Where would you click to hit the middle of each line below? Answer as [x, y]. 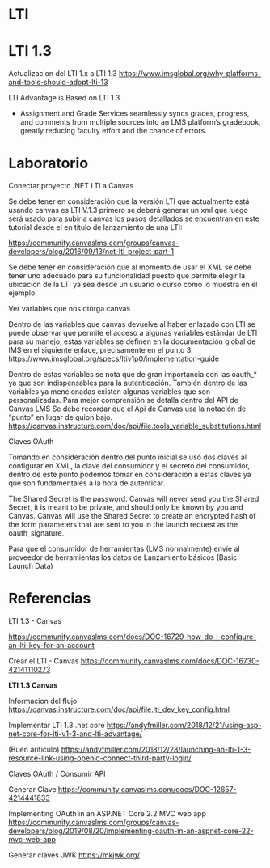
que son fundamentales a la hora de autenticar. [87, 483]
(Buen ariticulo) [34, 749]
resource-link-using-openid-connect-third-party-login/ [100, 758]
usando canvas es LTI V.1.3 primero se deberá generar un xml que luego [128, 210]
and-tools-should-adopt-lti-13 [58, 83]
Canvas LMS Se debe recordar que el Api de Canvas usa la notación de [127, 409]
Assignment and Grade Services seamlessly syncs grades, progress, [135, 113]
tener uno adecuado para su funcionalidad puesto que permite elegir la [127, 276]
